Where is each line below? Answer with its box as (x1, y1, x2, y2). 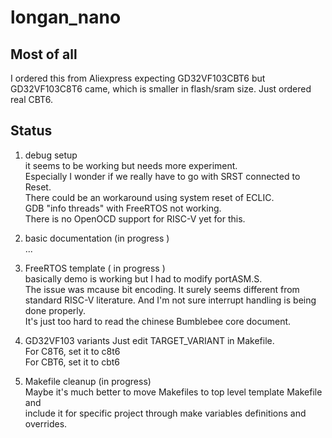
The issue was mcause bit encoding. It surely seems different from (24, 283, 300, 295)
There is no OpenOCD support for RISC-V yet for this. (24, 212, 246, 225)
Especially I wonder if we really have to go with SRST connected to (24, 170, 301, 182)
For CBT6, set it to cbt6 (24, 356, 121, 368)
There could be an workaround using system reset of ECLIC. (24, 191, 275, 203)
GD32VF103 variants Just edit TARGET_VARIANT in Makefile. (24, 334, 275, 346)
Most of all (10, 46, 78, 63)
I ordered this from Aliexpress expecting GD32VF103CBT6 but (10, 72, 266, 84)
